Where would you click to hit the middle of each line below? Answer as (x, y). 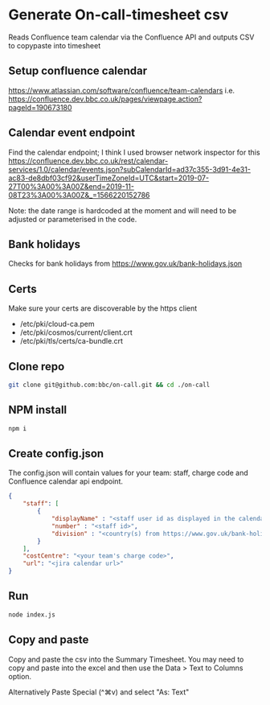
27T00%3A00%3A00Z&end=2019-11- (72, 186)
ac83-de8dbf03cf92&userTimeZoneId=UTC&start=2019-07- (109, 178)
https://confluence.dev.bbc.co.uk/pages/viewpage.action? (105, 99)
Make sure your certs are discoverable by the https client (103, 308)
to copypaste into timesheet (55, 45)
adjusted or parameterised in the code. (73, 219)
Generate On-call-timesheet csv (119, 15)
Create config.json (56, 454)
